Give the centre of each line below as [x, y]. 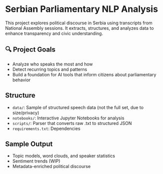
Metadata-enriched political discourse [51, 167]
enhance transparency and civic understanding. [54, 33]
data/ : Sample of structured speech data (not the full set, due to [78, 107]
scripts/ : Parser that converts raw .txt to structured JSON [72, 123]
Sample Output [29, 144]
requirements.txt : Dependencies [46, 128]
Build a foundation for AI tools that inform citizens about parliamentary [84, 74]
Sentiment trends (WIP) [36, 161]
